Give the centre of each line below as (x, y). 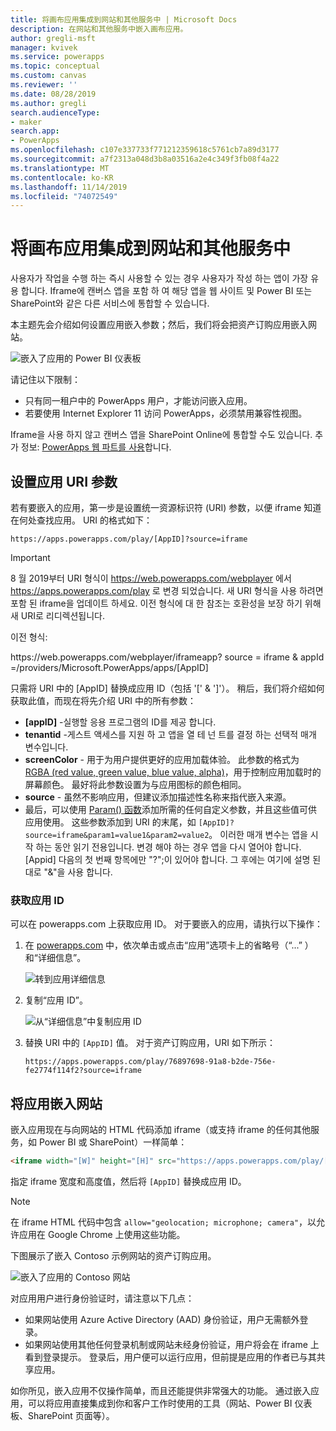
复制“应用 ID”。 (56, 1000)
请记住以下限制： (45, 380)
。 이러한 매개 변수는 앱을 (258, 834)
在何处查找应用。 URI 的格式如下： (81, 520)
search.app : (35, 131)
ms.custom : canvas (48, 76)
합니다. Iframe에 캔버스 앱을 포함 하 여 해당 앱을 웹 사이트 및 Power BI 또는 (166, 291)
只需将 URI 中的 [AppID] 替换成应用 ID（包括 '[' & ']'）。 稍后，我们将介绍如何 (167, 688)
